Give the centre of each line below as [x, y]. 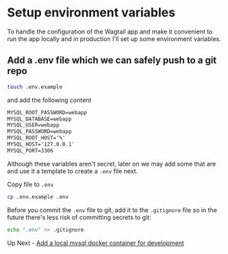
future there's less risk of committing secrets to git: [79, 217]
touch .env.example [35, 87]
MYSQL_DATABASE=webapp [39, 119]
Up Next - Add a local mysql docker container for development [96, 243]
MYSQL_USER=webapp [33, 125]
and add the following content [49, 100]
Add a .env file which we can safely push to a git [112, 61]
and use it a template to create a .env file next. [73, 171]
